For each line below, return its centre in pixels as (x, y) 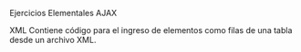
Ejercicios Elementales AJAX (63, 13)
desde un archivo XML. (53, 40)
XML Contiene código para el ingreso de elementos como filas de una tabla (151, 30)
